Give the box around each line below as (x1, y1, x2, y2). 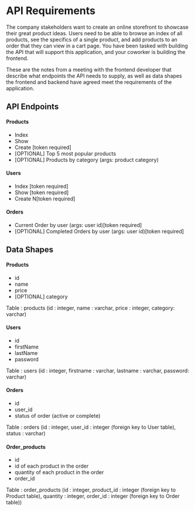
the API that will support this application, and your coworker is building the (6, 48, 186, 55)
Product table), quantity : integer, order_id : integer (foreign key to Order (6, 493, 180, 500)
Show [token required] (14, 189, 69, 196)
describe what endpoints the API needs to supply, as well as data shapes (6, 72, 183, 79)
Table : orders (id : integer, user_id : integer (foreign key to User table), (6, 424, 176, 431)
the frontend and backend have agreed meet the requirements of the (6, 78, 172, 86)
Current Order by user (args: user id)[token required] (14, 221, 142, 228)
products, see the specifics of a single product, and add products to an (6, 36, 177, 43)
